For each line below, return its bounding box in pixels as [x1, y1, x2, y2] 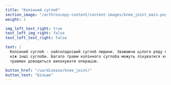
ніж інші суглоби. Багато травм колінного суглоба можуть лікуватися [10, 54, 160, 59]
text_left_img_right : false [5, 31, 65, 36]
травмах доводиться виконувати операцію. [10, 59, 99, 64]
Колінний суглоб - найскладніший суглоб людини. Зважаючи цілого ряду [10, 49, 163, 54]
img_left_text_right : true [5, 26, 63, 31]
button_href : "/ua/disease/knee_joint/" [5, 68, 93, 73]
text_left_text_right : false [5, 35, 67, 40]
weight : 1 [5, 17, 26, 22]
